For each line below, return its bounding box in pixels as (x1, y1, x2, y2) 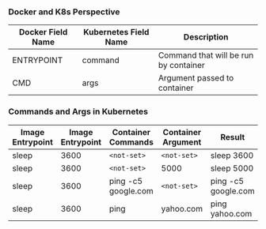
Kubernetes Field (82, 27, 150, 38)
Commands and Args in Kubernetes (8, 106, 149, 117)
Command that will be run (158, 50, 254, 61)
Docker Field (18, 27, 68, 38)
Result (220, 131, 245, 142)
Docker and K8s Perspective (8, 6, 120, 17)
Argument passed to (158, 73, 234, 84)
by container (158, 60, 206, 71)
